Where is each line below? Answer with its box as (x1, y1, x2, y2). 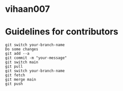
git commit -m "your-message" (5, 55, 67, 60)
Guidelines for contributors (5, 26, 119, 38)
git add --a (5, 51, 30, 56)
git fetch (5, 73, 26, 78)
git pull (5, 64, 23, 69)
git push (5, 82, 23, 87)
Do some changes (5, 47, 38, 52)
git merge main (5, 77, 36, 82)
